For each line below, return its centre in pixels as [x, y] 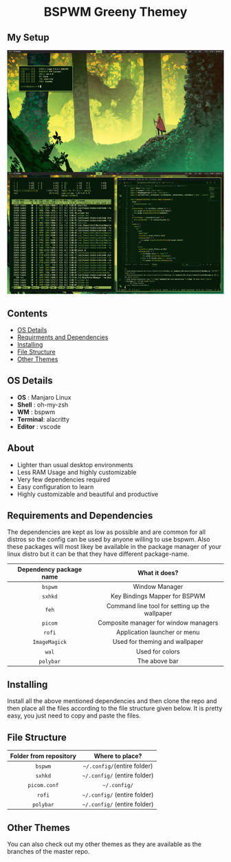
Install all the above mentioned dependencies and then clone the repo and [112, 701]
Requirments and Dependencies [63, 337]
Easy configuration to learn [55, 486]
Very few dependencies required [64, 480]
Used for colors [158, 651]
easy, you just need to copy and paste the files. [74, 715]
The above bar [158, 660]
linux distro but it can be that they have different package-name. [98, 554]
